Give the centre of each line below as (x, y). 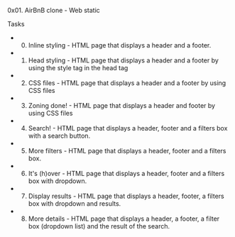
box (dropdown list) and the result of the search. (99, 226)
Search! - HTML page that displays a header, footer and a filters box (128, 128)
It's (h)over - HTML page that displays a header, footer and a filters (126, 173)
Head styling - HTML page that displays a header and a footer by (123, 60)
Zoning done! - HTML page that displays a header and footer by (121, 105)
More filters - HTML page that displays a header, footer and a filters (127, 151)
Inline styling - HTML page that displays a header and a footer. (120, 45)
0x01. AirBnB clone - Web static (54, 10)
